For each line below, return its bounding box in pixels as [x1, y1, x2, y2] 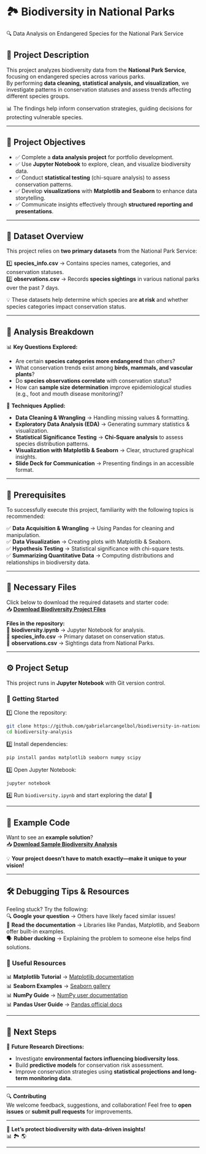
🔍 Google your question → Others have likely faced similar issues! [6, 913, 176, 920]
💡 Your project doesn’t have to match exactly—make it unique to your [6, 855, 187, 862]
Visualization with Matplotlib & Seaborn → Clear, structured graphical [15, 447, 194, 454]
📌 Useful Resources [6, 959, 66, 967]
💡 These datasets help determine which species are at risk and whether [6, 296, 189, 304]
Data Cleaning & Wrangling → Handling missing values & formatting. [15, 414, 189, 422]
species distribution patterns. [15, 440, 90, 447]
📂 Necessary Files [6, 582, 77, 593]
